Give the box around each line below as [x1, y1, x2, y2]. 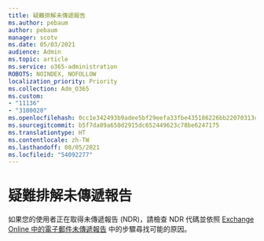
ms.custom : [8, 92, 44, 100]
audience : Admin [8, 48, 61, 56]
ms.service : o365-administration [8, 63, 118, 71]
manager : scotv [8, 33, 58, 42]
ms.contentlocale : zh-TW [8, 135, 90, 144]
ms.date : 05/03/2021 [8, 41, 76, 49]
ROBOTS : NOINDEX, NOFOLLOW [8, 70, 97, 78]
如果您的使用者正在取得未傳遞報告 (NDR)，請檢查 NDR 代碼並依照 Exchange [8, 214, 255, 224]
